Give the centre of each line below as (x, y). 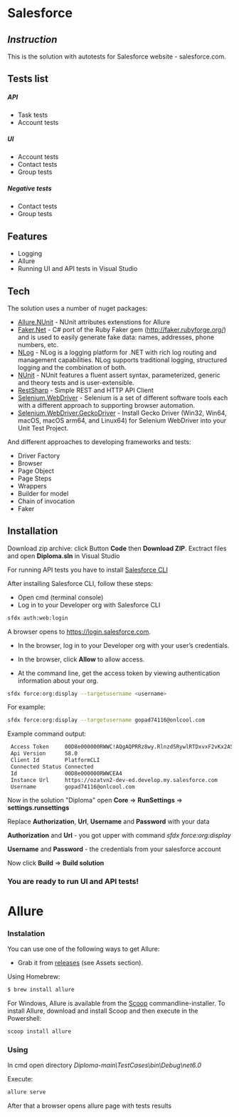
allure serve (27, 1092)
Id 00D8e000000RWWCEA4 (66, 773)
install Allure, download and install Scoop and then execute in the (103, 1011)
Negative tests (30, 188)
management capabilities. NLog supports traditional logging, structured (122, 360)
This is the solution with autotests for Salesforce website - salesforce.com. (117, 56)
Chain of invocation (46, 501)
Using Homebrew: (34, 976)
